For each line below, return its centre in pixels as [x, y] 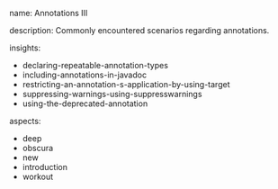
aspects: [25, 121]
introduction [45, 167]
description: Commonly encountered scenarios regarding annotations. [139, 30]
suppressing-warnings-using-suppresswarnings [112, 94]
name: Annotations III [49, 13]
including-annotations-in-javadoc [84, 75]
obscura [38, 148]
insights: [25, 48]
